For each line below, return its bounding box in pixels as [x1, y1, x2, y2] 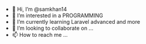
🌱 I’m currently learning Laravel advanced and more [11, 18, 141, 25]
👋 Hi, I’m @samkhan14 [11, 6, 67, 12]
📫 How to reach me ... [11, 32, 68, 38]
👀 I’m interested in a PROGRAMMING [11, 12, 103, 19]
